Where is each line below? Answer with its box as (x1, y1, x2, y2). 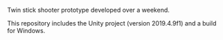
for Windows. (7, 27, 46, 34)
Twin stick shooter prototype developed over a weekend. (7, 6, 170, 14)
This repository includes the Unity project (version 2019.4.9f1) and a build (7, 19, 217, 27)
